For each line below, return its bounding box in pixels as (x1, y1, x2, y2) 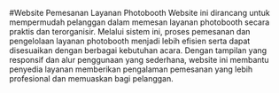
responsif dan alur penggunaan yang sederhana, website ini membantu (9, 55, 269, 65)
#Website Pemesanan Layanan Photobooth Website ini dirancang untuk (9, 8, 270, 18)
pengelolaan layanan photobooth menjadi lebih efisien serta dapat (9, 35, 251, 46)
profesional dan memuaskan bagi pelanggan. (9, 74, 174, 83)
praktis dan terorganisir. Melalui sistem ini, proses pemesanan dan (9, 27, 251, 36)
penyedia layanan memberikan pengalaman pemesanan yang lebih (9, 64, 253, 74)
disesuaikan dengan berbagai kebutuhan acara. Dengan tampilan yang (9, 45, 267, 56)
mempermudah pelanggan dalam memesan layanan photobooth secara (9, 17, 270, 27)
